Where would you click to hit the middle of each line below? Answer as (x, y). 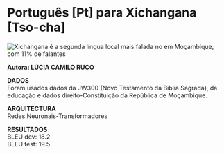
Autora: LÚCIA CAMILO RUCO (51, 67)
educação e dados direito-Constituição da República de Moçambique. (107, 95)
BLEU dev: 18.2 (29, 137)
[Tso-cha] (36, 27)
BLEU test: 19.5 (29, 144)
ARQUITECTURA (32, 108)
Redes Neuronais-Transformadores (58, 116)
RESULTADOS (27, 129)
